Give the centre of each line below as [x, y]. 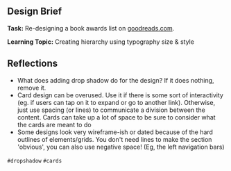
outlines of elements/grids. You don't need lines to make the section [114, 139]
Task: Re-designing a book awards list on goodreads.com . [91, 28]
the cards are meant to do [54, 124]
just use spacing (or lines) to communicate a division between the [111, 110]
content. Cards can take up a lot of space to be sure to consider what [117, 117]
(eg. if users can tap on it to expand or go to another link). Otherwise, [116, 102]
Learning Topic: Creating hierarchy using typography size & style [101, 42]
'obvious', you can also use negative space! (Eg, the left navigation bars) [121, 147]
